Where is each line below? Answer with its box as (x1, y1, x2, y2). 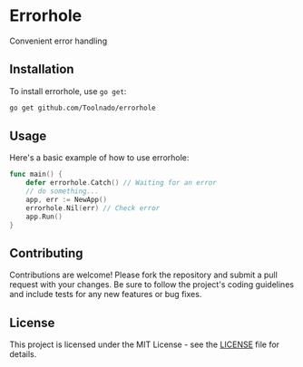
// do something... (25, 187, 100, 196)
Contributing (9, 246, 83, 261)
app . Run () (25, 212, 64, 221)
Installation (9, 62, 74, 77)
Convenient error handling (9, 35, 107, 46)
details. (9, 349, 37, 360)
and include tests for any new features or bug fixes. (9, 289, 202, 300)
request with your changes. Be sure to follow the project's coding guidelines (9, 279, 295, 290)
